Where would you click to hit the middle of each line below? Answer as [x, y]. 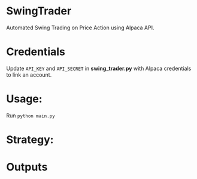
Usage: [25, 99]
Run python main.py [31, 116]
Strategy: [30, 139]
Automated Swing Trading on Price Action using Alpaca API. [80, 28]
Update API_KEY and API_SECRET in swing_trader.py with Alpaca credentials [99, 68]
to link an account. [29, 75]
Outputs [27, 167]
